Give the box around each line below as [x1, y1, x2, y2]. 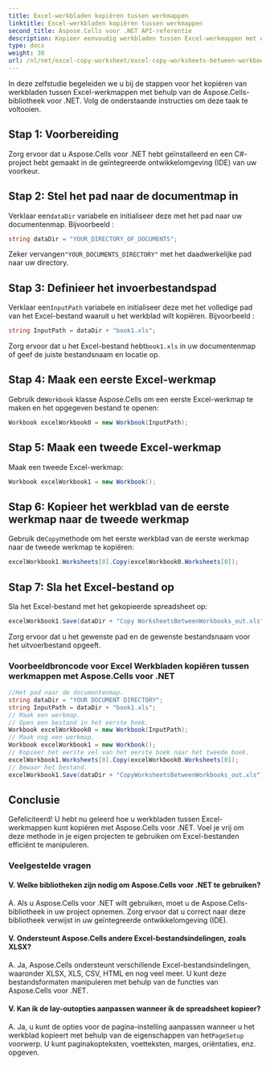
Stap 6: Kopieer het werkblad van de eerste [8, 500, 230, 513]
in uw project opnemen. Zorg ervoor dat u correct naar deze [47, 907, 247, 916]
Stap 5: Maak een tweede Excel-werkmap [8, 441, 222, 454]
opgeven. [8, 1047, 40, 1057]
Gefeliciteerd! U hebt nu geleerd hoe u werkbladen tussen [8, 814, 200, 824]
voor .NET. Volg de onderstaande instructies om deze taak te [47, 96, 248, 105]
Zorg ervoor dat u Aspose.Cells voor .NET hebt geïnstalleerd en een [8, 149, 233, 158]
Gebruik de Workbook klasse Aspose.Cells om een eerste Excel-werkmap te [8, 394, 254, 404]
